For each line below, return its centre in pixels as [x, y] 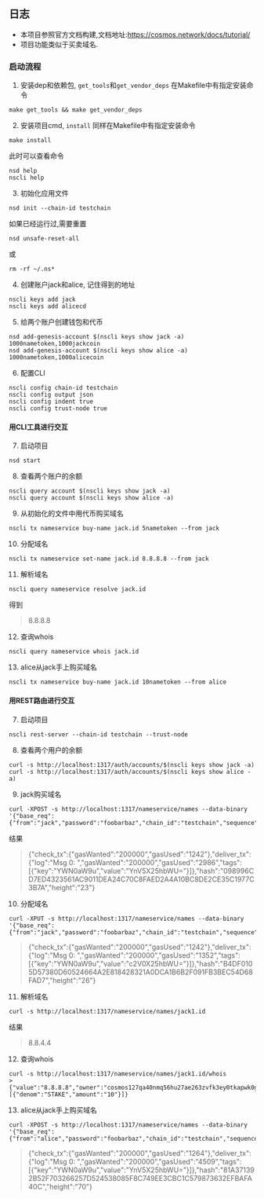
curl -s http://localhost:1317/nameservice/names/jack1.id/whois [118, 1074]
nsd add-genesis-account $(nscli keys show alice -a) [99, 351]
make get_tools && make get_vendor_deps [76, 110]
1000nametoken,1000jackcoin [55, 344]
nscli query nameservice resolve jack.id [78, 589]
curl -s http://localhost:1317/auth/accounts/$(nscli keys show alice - [130, 772]
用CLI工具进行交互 [39, 427]
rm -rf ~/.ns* [32, 269]
